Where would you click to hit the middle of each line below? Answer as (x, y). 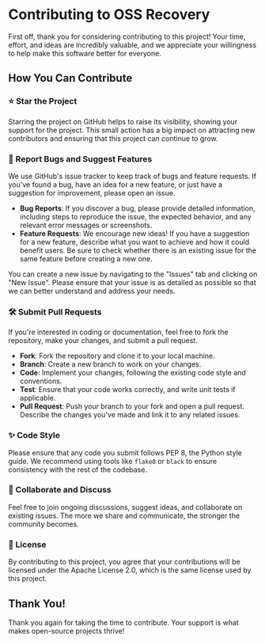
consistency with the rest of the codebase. (78, 470)
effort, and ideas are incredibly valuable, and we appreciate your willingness (132, 44)
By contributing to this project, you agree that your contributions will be (124, 562)
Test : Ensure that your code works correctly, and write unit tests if (127, 390)
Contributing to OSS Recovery (109, 15)
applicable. (38, 398)
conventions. (41, 381)
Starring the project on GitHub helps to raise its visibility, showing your (123, 121)
